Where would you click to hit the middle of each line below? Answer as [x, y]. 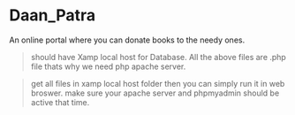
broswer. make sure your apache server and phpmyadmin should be [155, 93]
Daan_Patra [53, 15]
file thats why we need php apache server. [108, 66]
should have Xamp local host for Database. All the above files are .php [159, 57]
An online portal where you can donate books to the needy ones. [127, 40]
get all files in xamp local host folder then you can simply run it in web [158, 83]
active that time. [60, 102]
